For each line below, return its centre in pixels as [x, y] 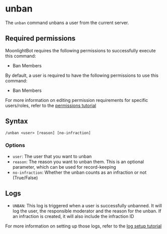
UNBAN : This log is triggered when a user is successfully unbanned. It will [87, 205]
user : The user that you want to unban [52, 156]
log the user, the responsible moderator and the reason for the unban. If [87, 211]
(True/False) [25, 178]
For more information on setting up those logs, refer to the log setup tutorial [83, 226]
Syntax [17, 121]
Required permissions [40, 38]
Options [15, 145]
